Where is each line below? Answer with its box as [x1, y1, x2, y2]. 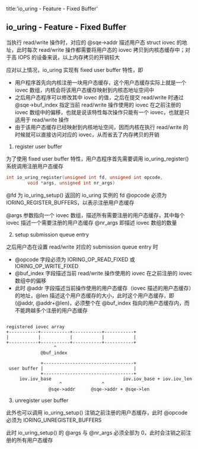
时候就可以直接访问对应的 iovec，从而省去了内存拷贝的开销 [14, 131, 159, 138]
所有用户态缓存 [16, 437, 53, 444]
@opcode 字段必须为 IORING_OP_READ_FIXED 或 [14, 256, 135, 263]
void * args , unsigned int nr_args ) [27, 180, 116, 186]
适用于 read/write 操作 [14, 116, 69, 123]
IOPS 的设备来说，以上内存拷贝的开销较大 [17, 54, 120, 61]
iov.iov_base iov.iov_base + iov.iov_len [19, 376, 193, 382]
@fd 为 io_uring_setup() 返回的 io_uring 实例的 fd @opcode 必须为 [6, 191, 167, 199]
